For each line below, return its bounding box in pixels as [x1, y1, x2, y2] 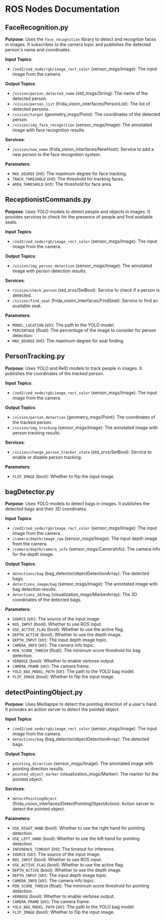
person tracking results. [12, 430, 61, 436]
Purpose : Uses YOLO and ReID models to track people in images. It [5, 365, 142, 371]
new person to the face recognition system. [12, 152, 101, 157]
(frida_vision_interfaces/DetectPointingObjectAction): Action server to [12, 801, 155, 807]
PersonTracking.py [5, 352, 65, 360]
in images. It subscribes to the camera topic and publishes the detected [5, 42, 151, 47]
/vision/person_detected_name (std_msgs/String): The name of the [12, 90, 148, 96]
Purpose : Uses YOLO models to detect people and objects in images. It [5, 209, 150, 215]
